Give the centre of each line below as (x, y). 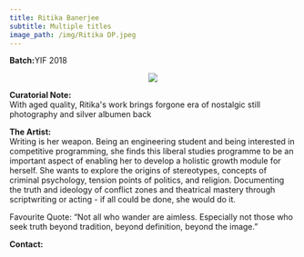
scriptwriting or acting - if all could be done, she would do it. (123, 200)
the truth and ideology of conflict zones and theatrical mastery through (142, 190)
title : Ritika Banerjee (55, 18)
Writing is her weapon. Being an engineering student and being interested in (152, 142)
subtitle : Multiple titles (61, 26)
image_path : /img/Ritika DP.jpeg (73, 35)
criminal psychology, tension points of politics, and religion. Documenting (147, 180)
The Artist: (30, 132)
